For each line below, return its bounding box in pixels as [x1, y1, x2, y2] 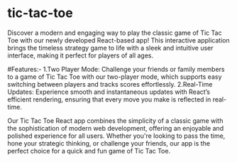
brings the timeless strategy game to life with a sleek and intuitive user [7, 43, 214, 52]
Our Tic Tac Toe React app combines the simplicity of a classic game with [7, 116, 224, 125]
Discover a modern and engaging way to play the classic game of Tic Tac [7, 28, 222, 37]
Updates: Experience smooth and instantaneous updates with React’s [7, 87, 211, 96]
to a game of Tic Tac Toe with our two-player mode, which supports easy [7, 72, 222, 81]
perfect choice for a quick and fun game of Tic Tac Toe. [7, 146, 171, 155]
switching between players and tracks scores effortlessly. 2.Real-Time [7, 80, 213, 88]
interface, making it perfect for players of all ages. [7, 51, 154, 60]
